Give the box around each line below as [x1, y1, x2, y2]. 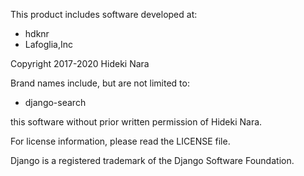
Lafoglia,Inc [24, 39, 74, 50]
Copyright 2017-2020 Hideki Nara [10, 58, 150, 69]
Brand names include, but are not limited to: [10, 77, 190, 89]
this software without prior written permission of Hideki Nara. [10, 116, 263, 128]
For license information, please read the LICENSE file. [10, 135, 231, 147]
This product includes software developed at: [10, 9, 198, 20]
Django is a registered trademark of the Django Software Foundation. [10, 155, 295, 166]
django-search [24, 97, 87, 108]
